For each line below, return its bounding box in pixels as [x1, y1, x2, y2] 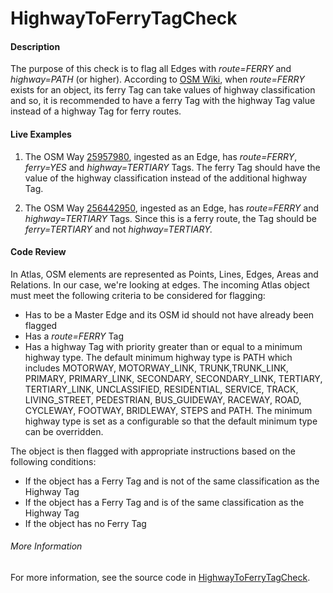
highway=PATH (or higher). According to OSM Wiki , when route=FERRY [10, 73, 305, 86]
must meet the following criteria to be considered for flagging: [10, 289, 266, 301]
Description [10, 40, 61, 52]
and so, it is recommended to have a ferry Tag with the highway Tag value [10, 95, 316, 107]
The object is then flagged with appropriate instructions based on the [10, 445, 296, 457]
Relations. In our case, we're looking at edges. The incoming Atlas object [10, 278, 310, 291]
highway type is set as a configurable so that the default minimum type [24, 415, 318, 427]
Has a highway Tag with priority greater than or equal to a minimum [24, 340, 303, 352]
